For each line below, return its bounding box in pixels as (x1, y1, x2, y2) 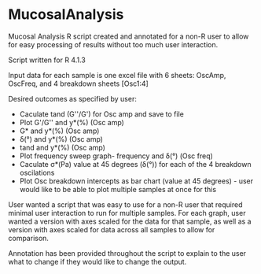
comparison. (8, 233, 50, 243)
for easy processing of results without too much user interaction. (8, 39, 219, 49)
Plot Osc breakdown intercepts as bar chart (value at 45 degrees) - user (19, 176, 254, 186)
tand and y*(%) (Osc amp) (19, 143, 106, 152)
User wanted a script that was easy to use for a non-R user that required (8, 199, 243, 209)
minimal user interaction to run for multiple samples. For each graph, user (8, 208, 246, 217)
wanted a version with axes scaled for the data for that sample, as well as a (8, 217, 252, 226)
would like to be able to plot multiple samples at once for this (19, 184, 217, 194)
